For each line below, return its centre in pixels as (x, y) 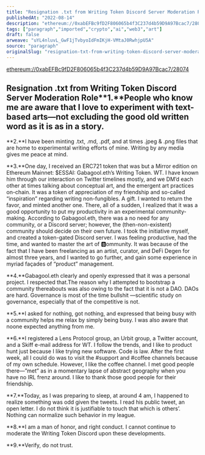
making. (16, 218)
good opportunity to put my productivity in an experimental (81, 211)
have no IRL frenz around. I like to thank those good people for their (91, 377)
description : (23, 23)
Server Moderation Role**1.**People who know (100, 98)
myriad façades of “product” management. (60, 264)
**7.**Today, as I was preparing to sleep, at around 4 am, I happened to (98, 395)
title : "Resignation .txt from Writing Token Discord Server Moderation (101, 12)
